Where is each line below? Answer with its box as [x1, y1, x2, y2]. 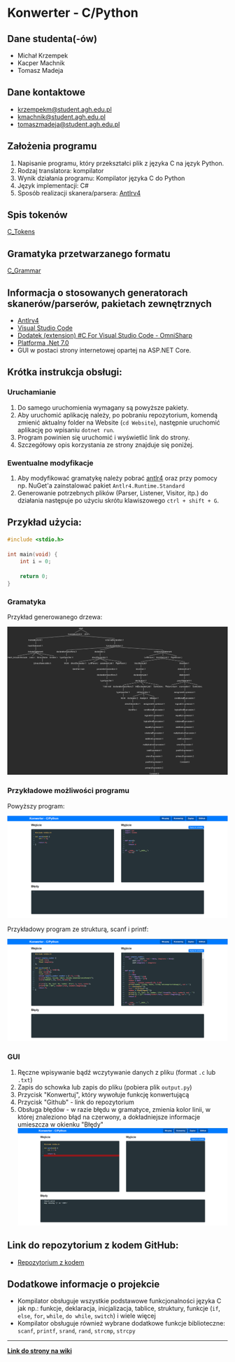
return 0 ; [20, 573, 49, 580]
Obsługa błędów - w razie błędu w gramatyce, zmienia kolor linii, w [17, 1105, 211, 1113]
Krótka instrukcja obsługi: [7, 366, 122, 378]
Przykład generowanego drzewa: [7, 613, 103, 621]
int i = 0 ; [20, 558, 52, 565]
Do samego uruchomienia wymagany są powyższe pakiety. [17, 403, 189, 411]
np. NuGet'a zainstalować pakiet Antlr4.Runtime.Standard [17, 481, 185, 490]
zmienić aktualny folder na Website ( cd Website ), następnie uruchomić [17, 418, 220, 427]
